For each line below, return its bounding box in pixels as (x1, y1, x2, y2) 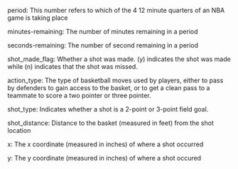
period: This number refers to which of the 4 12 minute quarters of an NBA (7, 6, 225, 14)
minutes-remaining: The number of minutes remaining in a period (7, 28, 198, 36)
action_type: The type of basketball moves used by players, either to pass (7, 76, 224, 84)
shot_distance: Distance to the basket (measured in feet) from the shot (7, 119, 215, 127)
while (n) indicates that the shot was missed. (7, 62, 139, 70)
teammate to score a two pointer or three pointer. (7, 92, 151, 99)
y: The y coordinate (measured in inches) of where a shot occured (7, 154, 201, 162)
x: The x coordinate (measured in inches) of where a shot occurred (7, 140, 204, 148)
